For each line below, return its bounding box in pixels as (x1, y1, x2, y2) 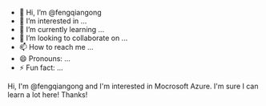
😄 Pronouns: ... (18, 54, 71, 63)
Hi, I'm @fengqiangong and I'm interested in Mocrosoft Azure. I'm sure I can (7, 81, 259, 91)
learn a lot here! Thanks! (7, 90, 88, 100)
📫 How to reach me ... (18, 43, 94, 51)
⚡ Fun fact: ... (18, 63, 63, 72)
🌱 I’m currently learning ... (18, 25, 105, 34)
